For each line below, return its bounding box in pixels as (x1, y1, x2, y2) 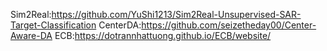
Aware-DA (10, 30, 53, 41)
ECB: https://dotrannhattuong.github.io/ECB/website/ (54, 30, 272, 41)
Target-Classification (10, 19, 97, 31)
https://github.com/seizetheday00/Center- (141, 19, 317, 31)
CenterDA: (98, 19, 142, 31)
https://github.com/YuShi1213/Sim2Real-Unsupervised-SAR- (51, 9, 302, 20)
